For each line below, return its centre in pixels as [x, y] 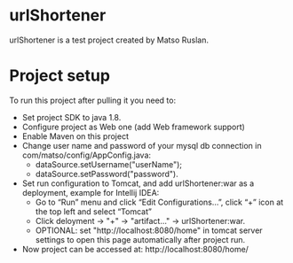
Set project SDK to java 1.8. [71, 117]
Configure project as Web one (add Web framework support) [134, 127]
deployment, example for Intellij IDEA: [91, 192]
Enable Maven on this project [75, 136]
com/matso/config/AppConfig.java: [87, 155]
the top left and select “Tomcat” [94, 211]
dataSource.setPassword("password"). [107, 174]
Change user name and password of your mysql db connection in [142, 145]
